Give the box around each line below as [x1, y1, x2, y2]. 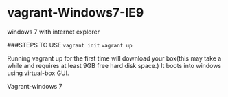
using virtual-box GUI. [7, 69, 70, 77]
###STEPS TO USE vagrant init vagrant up [7, 41, 133, 49]
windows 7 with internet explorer [7, 28, 100, 36]
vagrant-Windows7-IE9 [7, 5, 144, 21]
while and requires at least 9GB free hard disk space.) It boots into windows [7, 61, 222, 69]
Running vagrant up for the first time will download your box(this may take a [7, 54, 222, 63]
